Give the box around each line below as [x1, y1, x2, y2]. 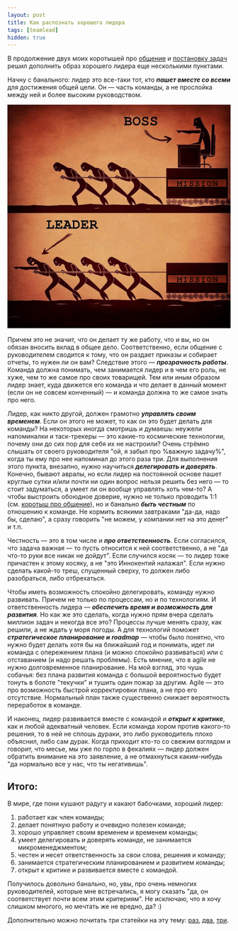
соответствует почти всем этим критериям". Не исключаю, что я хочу [7, 895, 221, 903]
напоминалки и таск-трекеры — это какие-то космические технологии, [7, 432, 225, 441]
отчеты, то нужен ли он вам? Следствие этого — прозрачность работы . [7, 358, 229, 367]
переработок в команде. [7, 701, 82, 710]
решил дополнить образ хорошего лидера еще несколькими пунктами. [7, 62, 225, 70]
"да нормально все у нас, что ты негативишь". [7, 760, 148, 769]
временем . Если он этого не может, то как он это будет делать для [7, 417, 212, 426]
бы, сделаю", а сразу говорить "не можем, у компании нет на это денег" [7, 515, 229, 524]
